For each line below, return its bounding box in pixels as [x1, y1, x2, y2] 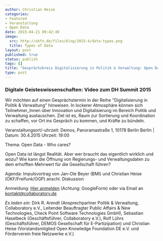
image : [5, 34, 18, 39]
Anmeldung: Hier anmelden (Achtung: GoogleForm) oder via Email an [5, 185, 144, 192]
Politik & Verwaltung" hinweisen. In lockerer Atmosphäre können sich [5, 102, 143, 108]
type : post [5, 70, 27, 75]
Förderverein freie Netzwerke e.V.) [5, 231, 74, 237]
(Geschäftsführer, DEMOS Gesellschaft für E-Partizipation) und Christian [5, 221, 150, 226]
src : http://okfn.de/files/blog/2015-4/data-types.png [9, 39, 123, 44]
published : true [5, 52, 38, 57]
